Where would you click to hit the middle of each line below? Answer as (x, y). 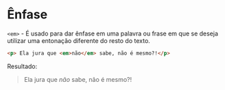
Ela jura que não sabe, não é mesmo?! (78, 79)
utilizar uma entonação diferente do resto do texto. (79, 40)
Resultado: (22, 66)
